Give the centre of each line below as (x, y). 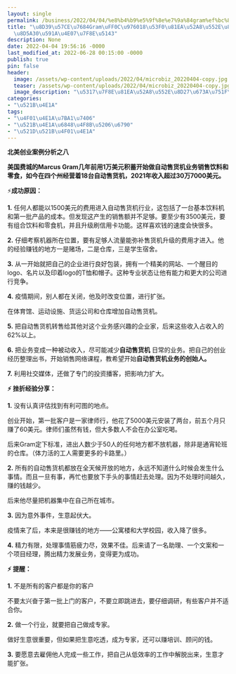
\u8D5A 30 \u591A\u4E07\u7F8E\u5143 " (66, 33)
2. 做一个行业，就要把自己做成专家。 (60, 625)
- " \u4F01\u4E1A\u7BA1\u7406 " (52, 118)
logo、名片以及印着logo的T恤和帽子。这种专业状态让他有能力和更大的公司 (114, 273)
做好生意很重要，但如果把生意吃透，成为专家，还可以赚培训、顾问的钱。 (112, 640)
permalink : (23, 20)
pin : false (23, 66)
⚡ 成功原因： (25, 191)
